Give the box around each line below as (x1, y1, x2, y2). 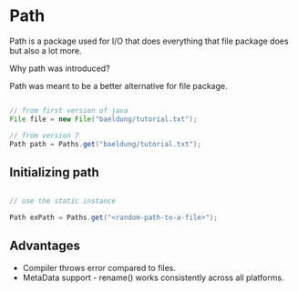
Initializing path (9, 165, 100, 180)
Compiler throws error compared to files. (22, 262, 176, 273)
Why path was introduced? (9, 63, 111, 74)
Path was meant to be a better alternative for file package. (9, 80, 228, 91)
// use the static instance (9, 196, 117, 206)
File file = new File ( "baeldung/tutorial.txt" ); (9, 115, 198, 124)
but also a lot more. (9, 45, 82, 55)
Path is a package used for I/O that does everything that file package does (9, 35, 289, 46)
